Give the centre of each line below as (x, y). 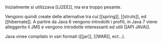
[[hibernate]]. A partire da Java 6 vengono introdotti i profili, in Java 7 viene (81, 22)
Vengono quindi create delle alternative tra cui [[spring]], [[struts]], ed (76, 16)
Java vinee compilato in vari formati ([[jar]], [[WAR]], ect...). (65, 36)
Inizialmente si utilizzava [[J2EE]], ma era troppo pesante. (63, 7)
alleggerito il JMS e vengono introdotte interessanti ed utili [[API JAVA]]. (78, 27)
